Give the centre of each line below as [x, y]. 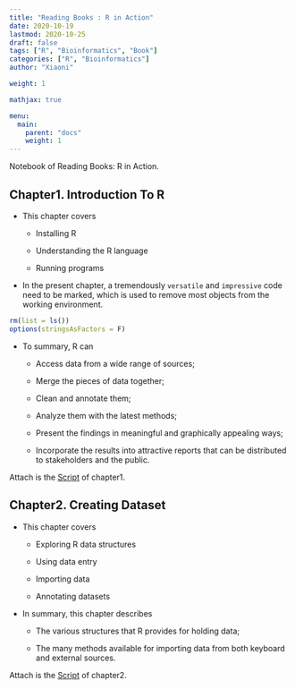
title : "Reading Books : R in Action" [81, 17]
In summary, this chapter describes [87, 613]
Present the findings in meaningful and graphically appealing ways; [159, 433]
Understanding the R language [92, 251]
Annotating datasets [72, 596]
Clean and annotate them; [83, 398]
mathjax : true [36, 99]
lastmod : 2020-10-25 [48, 34]
